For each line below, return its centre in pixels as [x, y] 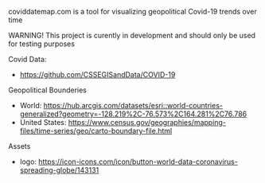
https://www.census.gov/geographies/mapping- [147, 122]
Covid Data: [27, 59]
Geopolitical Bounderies [48, 90]
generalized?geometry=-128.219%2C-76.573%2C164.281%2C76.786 [133, 114]
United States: [43, 122]
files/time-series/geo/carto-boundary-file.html [96, 131]
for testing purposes [42, 44]
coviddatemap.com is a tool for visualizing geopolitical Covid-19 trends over [132, 12]
